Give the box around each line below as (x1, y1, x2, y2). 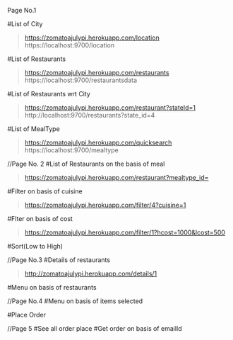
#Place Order (7, 311, 46, 319)
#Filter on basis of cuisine (7, 187, 83, 195)
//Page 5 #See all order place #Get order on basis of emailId (7, 324, 182, 332)
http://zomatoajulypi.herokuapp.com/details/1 (24, 269, 157, 278)
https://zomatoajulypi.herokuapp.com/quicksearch (24, 138, 172, 147)
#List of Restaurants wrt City (7, 90, 90, 98)
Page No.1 (7, 6, 37, 14)
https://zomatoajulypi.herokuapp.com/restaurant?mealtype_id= (24, 174, 209, 181)
